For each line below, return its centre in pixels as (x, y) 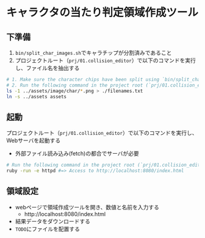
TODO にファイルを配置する (48, 229)
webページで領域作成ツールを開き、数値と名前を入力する (87, 207)
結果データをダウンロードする (52, 221)
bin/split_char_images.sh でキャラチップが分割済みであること (93, 53)
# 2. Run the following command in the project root (75, 85)
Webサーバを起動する (34, 140)
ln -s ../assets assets (37, 96)
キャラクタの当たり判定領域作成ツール (102, 13)
